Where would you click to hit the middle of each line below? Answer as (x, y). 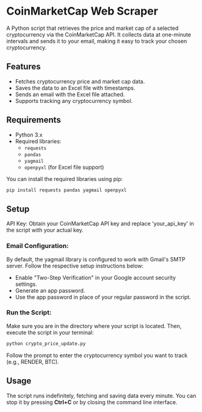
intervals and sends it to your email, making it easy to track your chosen (97, 41)
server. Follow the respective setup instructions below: (75, 266)
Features (23, 67)
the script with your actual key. (45, 230)
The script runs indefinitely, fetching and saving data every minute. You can (101, 396)
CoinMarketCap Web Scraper (82, 11)
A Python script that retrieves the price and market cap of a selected (92, 28)
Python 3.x (29, 135)
